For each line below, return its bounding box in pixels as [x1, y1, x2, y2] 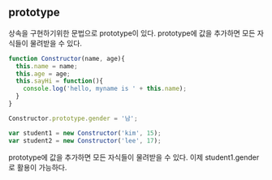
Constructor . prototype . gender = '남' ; [8, 114, 138, 122]
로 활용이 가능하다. [8, 162, 67, 172]
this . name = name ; [15, 62, 79, 71]
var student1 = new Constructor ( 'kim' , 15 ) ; [8, 129, 162, 137]
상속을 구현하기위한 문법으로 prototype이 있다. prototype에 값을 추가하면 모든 [8, 28, 256, 38]
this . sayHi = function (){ [15, 77, 104, 85]
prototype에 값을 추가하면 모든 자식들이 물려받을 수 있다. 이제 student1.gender [8, 152, 260, 162]
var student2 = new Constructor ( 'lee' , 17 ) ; [8, 136, 162, 144]
